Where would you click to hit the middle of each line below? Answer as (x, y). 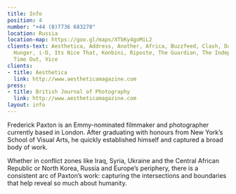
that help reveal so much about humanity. (67, 183)
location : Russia (33, 33)
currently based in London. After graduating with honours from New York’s (115, 132)
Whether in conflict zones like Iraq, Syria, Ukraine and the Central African (113, 160)
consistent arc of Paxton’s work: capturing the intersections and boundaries (117, 175)
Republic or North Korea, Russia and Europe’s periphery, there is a (103, 168)
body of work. (27, 147)
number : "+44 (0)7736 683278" (52, 27)
